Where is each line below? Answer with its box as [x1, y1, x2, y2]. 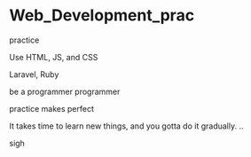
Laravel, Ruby [9, 68, 59, 80]
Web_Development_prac [9, 5, 195, 26]
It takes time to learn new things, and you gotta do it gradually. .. [9, 121, 244, 131]
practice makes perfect [9, 103, 95, 114]
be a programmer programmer [9, 86, 121, 97]
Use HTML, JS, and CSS [9, 51, 98, 62]
